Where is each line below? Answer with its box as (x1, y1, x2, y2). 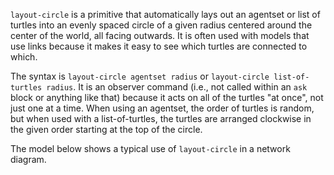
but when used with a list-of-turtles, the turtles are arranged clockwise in (10, 113, 312, 124)
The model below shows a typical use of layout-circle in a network (10, 143, 291, 154)
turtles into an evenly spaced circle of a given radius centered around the (10, 19, 313, 31)
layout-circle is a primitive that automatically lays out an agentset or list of (10, 9, 321, 20)
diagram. (10, 154, 47, 165)
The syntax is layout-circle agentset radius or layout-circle (10, 70, 270, 82)
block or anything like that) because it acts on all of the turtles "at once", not (10, 92, 324, 103)
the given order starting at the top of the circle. (10, 124, 203, 135)
